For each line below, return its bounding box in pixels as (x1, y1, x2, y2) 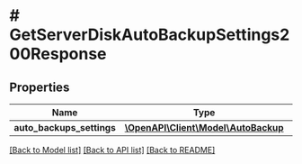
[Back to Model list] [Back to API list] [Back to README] (9, 145, 216, 155)
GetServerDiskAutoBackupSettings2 (9, 24, 290, 45)
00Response (9, 44, 107, 64)
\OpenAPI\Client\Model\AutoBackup (124, 122, 285, 133)
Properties (9, 79, 70, 95)
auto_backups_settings (13, 122, 117, 133)
